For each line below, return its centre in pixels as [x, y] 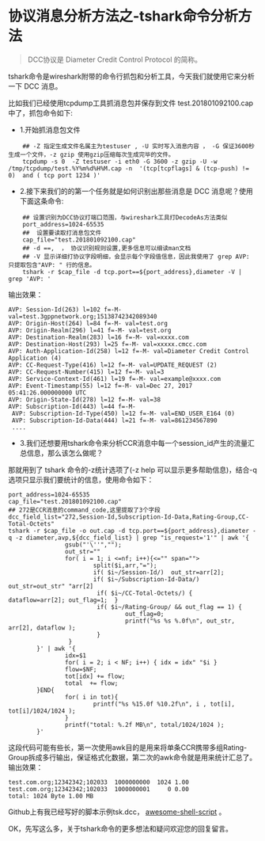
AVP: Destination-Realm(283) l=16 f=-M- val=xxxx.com [99, 337]
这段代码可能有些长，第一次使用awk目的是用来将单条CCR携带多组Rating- [128, 747]
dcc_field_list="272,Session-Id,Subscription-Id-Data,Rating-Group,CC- [129, 517]
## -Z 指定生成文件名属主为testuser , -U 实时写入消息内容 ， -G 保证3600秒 [138, 146]
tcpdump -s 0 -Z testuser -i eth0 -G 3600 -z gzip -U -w [120, 162]
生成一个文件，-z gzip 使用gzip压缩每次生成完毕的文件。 [91, 154]
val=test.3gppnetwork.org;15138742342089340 [83, 316]
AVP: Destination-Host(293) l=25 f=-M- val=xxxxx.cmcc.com [108, 344]
